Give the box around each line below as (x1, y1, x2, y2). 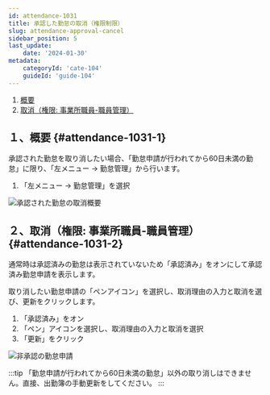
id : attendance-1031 (8, 11, 78, 20)
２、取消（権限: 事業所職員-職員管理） (8, 223, 200, 238)
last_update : (8, 42, 52, 50)
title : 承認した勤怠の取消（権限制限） (8, 19, 124, 27)
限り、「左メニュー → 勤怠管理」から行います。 (29, 164, 185, 173)
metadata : (8, 57, 42, 65)
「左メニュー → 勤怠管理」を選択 (19, 181, 131, 190)
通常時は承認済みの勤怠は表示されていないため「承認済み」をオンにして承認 (8, 260, 263, 269)
